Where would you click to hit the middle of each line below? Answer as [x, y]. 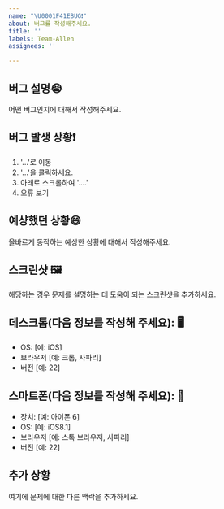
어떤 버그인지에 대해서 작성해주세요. [65, 109]
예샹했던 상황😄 [45, 221]
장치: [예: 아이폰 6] [50, 417]
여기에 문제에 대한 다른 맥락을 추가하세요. [73, 496]
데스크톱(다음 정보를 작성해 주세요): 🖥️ [97, 322]
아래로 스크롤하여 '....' [54, 182]
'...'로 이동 [36, 162]
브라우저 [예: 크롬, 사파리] [60, 358]
